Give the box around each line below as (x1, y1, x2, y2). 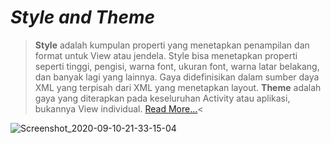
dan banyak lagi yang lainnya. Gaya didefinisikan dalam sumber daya (34, 71, 320, 83)
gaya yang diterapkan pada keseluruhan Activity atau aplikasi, (34, 92, 291, 104)
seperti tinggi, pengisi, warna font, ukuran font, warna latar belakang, (34, 60, 320, 72)
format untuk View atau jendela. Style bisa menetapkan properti (34, 49, 298, 61)
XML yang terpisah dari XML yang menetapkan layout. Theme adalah (34, 81, 322, 93)
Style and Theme (10, 6, 155, 29)
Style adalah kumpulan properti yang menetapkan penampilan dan (34, 39, 310, 51)
